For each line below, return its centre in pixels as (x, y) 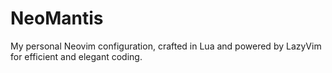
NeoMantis (57, 18)
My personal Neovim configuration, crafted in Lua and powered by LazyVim (166, 46)
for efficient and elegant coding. (76, 56)
